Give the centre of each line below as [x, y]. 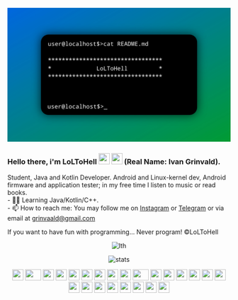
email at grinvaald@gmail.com [51, 218]
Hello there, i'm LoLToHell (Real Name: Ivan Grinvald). [114, 162]
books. [17, 192]
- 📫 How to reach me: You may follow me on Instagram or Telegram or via [116, 208]
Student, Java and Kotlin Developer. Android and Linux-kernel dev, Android [117, 177]
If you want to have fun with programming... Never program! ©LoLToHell [113, 232]
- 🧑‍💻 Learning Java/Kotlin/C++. [53, 200]
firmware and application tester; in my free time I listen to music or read [112, 184]
